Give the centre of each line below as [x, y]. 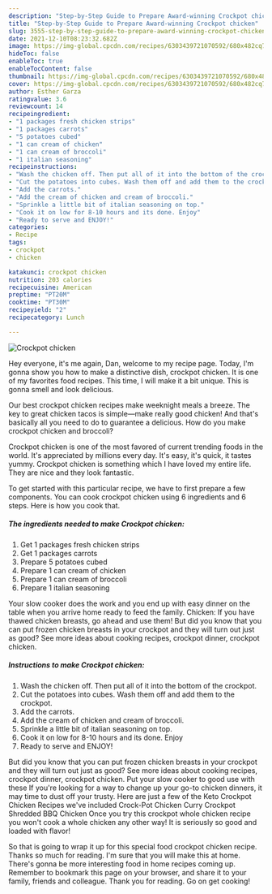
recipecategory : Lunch [47, 317]
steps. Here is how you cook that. [64, 505]
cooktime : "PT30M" [39, 302]
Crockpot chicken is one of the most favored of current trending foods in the [136, 447]
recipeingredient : [39, 114]
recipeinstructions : [43, 167]
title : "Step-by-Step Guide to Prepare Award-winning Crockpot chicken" [134, 24]
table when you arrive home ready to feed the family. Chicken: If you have [132, 612]
